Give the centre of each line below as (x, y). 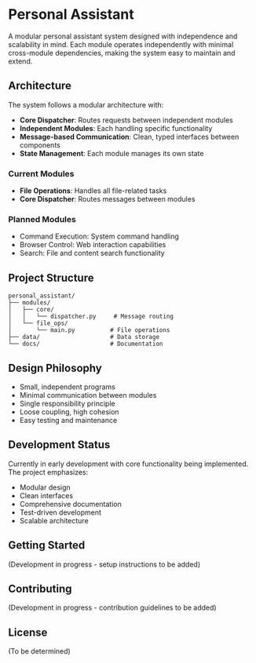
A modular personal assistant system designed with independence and (123, 36)
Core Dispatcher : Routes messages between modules (107, 199)
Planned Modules (42, 219)
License (28, 632)
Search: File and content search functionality (92, 253)
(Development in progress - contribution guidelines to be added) (113, 608)
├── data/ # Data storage (84, 337)
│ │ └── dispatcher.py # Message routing (91, 317)
